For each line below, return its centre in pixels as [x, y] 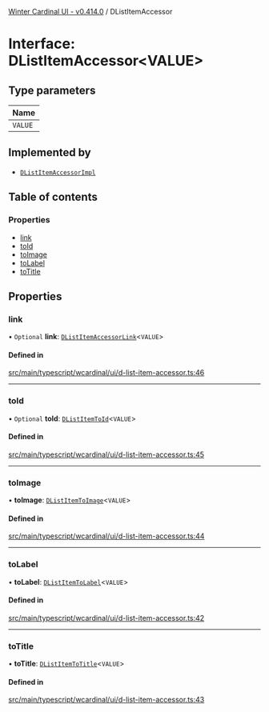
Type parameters [52, 90]
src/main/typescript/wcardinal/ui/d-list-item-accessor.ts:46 [106, 373]
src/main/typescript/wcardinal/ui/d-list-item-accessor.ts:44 [106, 536]
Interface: [42, 44]
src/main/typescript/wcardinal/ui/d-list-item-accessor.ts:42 [106, 618]
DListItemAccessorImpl [58, 172]
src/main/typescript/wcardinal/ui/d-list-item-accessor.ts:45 [106, 454]
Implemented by [50, 152]
